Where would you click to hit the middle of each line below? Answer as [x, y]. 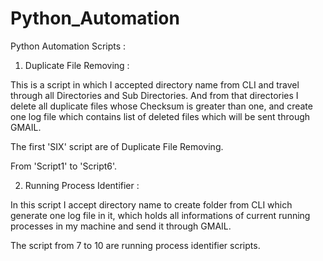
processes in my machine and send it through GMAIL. [121, 226]
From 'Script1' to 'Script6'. [64, 166]
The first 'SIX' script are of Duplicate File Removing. [117, 146]
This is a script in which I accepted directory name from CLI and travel [155, 84]
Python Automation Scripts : [68, 46]
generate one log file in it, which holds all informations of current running [160, 215]
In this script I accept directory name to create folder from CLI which [151, 204]
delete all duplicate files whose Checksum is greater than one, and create [161, 106]
